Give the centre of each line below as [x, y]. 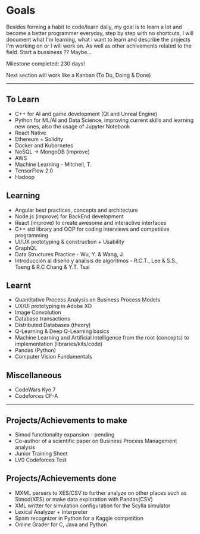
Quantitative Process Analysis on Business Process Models [87, 300]
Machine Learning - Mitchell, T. [53, 164]
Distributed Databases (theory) [53, 325]
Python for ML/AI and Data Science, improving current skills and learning [104, 120]
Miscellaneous [34, 375]
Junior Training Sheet [41, 453]
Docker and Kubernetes [44, 145]
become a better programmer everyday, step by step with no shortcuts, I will [100, 33]
